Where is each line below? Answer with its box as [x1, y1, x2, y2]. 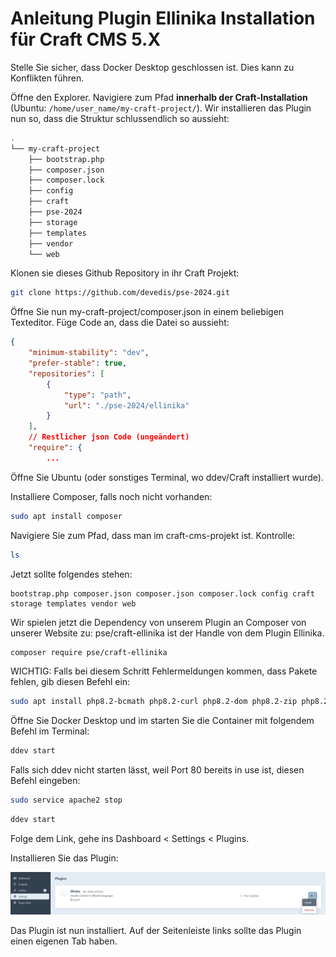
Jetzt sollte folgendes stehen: [10, 568, 133, 580]
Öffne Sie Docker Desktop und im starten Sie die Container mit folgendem [10, 715, 315, 727]
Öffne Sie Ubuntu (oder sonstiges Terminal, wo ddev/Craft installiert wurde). [10, 471, 324, 483]
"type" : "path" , [63, 390, 132, 400]
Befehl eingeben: [10, 775, 81, 787]
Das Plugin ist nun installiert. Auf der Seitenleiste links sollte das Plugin [10, 924, 302, 936]
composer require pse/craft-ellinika [10, 647, 168, 657]
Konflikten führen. [10, 72, 85, 84]
